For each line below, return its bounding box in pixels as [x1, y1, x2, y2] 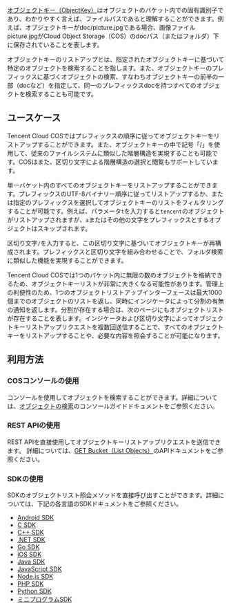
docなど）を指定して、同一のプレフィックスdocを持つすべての [19, 82, 197, 89]
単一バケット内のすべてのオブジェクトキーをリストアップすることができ [7, 181, 212, 189]
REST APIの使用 [7, 420, 61, 430]
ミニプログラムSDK [17, 595, 72, 604]
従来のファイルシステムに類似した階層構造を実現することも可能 [30, 149, 212, 157]
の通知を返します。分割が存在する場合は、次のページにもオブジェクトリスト [7, 305, 224, 313]
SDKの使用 [7, 474, 43, 483]
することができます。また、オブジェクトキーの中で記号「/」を [37, 140, 214, 149]
